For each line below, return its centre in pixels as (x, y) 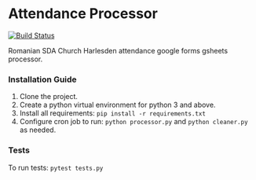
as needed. (38, 130)
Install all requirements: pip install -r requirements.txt (113, 113)
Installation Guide (42, 79)
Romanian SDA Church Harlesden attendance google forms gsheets (118, 50)
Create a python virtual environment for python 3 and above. (117, 105)
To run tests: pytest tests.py (56, 167)
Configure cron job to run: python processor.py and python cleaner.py (134, 122)
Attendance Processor (83, 14)
